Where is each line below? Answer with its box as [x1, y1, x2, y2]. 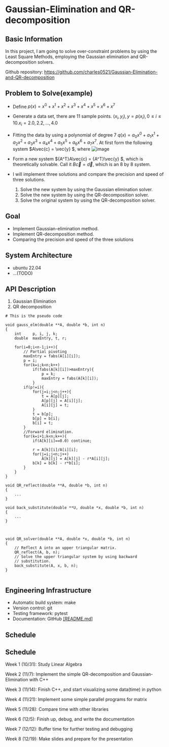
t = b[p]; [32, 412, 53, 417]
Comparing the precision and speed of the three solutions [12, 236, 133, 243]
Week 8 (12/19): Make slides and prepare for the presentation [5, 736, 133, 742]
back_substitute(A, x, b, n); [14, 563, 79, 569]
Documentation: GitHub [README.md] [12, 616, 93, 622]
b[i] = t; [32, 420, 53, 426]
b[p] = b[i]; [32, 416, 60, 421]
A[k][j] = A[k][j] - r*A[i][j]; [41, 456, 110, 462]
